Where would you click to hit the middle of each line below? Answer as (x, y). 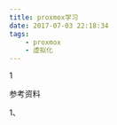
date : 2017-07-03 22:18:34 (59, 26)
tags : (19, 34)
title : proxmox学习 (44, 17)
